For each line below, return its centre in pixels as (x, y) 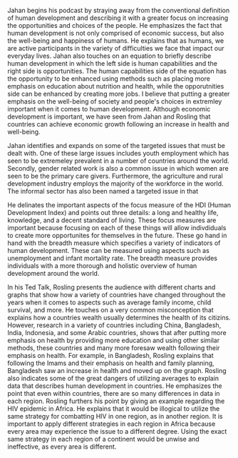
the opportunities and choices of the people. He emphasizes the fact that (115, 25)
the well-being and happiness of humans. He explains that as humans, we (116, 41)
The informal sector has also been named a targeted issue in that (103, 191)
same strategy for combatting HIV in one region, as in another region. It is (115, 416)
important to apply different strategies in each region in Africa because (112, 424)
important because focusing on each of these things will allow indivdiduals (117, 228)
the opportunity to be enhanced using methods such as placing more (109, 79)
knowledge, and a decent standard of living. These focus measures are (112, 220)
